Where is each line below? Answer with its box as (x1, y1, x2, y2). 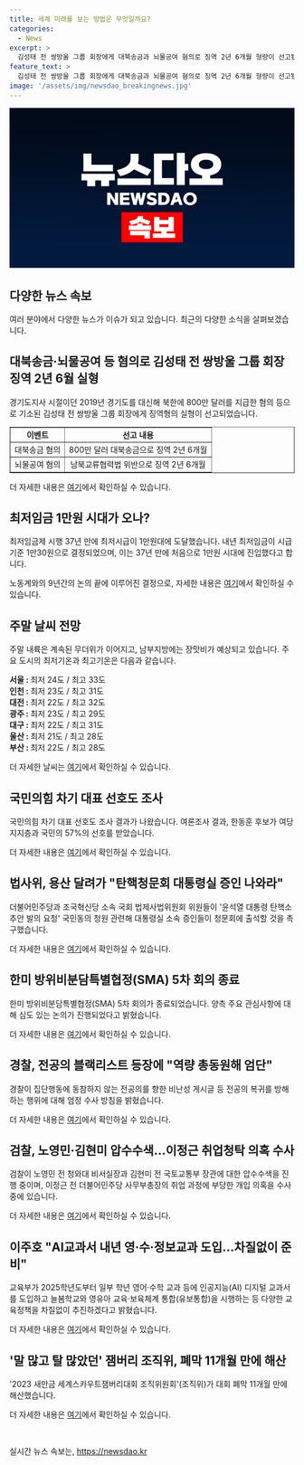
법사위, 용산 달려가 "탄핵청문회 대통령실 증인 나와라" (9, 875, 284, 891)
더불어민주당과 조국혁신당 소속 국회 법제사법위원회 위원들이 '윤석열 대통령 (9, 901, 269, 912)
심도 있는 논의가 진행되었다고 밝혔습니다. (18, 1009, 162, 1020)
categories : (9, 24, 54, 33)
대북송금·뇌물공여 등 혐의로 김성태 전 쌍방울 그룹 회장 (9, 354, 285, 370)
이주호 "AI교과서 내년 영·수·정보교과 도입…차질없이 (9, 1239, 279, 1254)
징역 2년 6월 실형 (9, 371, 100, 386)
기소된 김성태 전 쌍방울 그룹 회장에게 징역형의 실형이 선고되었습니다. (18, 408, 258, 419)
